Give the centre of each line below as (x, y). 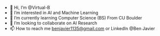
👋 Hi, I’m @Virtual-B (30, 8)
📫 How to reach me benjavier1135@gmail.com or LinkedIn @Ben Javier (82, 28)
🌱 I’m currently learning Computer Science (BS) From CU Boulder (76, 18)
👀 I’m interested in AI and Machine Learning (54, 13)
